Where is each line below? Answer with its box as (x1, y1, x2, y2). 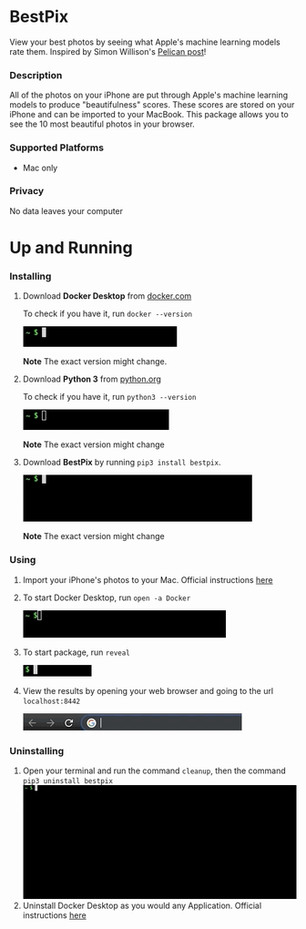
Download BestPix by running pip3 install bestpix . (22, 457, 221, 468)
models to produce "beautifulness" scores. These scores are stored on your (9, 99, 295, 110)
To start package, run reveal (22, 647, 130, 658)
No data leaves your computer (9, 205, 124, 216)
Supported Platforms (9, 141, 105, 154)
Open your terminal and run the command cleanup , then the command (22, 765, 286, 776)
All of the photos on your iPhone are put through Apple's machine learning (9, 89, 289, 101)
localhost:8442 (22, 697, 81, 706)
